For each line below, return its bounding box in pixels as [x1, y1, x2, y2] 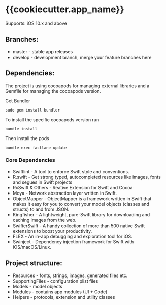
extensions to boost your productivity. [12, 228, 92, 234]
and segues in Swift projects [12, 179, 73, 185]
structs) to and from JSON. [12, 206, 70, 212]
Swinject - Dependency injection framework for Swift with [12, 238, 134, 245]
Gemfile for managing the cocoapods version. [5, 88, 102, 94]
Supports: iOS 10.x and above [5, 20, 67, 26]
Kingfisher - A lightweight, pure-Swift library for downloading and [12, 211, 150, 217]
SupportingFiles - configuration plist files [12, 278, 98, 284]
